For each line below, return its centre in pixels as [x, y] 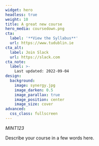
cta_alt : [14, 48]
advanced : [16, 109]
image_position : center [40, 99]
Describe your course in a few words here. [50, 138]
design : [13, 76]
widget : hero [19, 10]
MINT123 [15, 128]
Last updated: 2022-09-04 [42, 71]
